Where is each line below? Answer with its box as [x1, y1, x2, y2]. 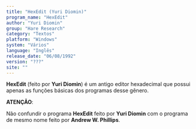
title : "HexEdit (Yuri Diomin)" [6, 8, 87, 15]
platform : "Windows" [6, 36, 58, 42]
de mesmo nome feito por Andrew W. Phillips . [6, 116, 121, 124]
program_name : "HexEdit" [6, 14, 68, 20]
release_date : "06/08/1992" [6, 53, 76, 59]
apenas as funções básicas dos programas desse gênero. [6, 87, 149, 94]
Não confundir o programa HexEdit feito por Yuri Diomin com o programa [6, 110, 188, 117]
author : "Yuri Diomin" [6, 20, 63, 26]
